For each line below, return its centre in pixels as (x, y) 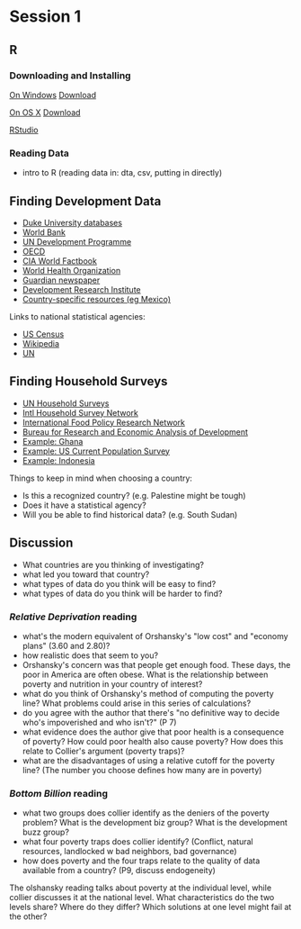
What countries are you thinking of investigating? (113, 564)
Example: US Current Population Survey (96, 451)
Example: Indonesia (59, 460)
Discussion (41, 543)
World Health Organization (71, 270)
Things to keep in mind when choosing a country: (101, 478)
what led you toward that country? (86, 574)
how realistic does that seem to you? (90, 655)
